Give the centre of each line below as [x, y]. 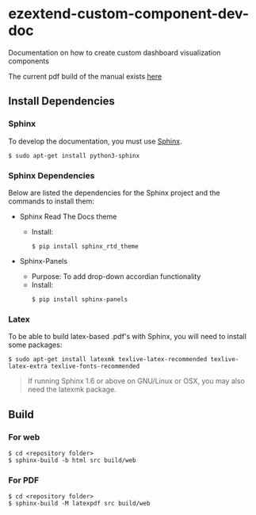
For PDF [24, 480]
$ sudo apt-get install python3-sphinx [74, 155]
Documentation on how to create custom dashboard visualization [115, 52]
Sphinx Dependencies [52, 175]
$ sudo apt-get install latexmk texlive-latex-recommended [108, 360]
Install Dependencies [61, 101]
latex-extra [28, 366]
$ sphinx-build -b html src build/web [72, 460]
